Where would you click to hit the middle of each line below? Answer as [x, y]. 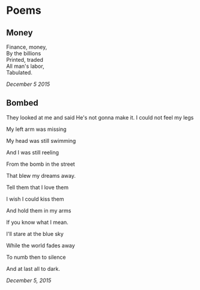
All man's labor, [25, 66]
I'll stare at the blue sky [35, 234]
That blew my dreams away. [41, 175]
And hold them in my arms [39, 210]
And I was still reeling [32, 152]
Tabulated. [20, 72]
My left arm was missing [37, 129]
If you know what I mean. [38, 222]
